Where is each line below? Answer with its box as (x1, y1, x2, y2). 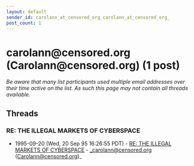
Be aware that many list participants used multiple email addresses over (6, 79, 186, 86)
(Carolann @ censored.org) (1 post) (6, 58, 180, 72)
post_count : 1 (6, 20, 42, 26)
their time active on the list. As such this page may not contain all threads (6, 84, 189, 92)
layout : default (6, 8, 47, 15)
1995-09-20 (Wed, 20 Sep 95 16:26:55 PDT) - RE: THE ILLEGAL (14, 140, 172, 147)
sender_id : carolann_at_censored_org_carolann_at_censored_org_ (6, 14, 170, 20)
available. (6, 91, 31, 98)
